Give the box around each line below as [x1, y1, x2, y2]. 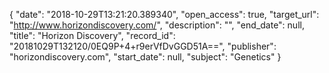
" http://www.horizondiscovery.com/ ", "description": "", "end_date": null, [9, 19, 305, 31]
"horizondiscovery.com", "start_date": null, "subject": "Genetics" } [9, 51, 282, 63]
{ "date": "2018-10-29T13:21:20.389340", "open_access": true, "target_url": [9, 9, 320, 20]
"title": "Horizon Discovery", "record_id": [9, 30, 176, 41]
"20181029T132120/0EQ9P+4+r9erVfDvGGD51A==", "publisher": [9, 40, 277, 52]
